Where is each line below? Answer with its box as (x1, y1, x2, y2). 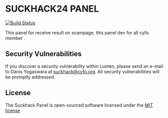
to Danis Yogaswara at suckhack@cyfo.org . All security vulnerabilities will (5, 68, 160, 74)
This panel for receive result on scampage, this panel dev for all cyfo (5, 29, 149, 35)
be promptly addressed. (5, 74, 56, 80)
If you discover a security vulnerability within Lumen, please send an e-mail (5, 63, 163, 69)
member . (5, 35, 25, 41)
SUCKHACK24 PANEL (5, 3, 99, 15)
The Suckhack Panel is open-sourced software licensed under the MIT (5, 102, 153, 108)
